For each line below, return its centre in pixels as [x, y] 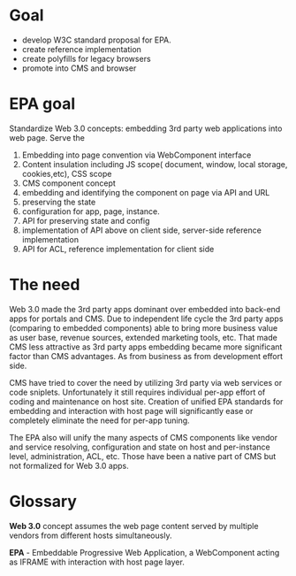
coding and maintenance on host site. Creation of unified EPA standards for [146, 401]
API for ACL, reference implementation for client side [118, 249]
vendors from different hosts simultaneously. [91, 535]
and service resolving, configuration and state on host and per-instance [140, 447]
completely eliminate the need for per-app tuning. [99, 420]
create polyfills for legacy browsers [87, 58]
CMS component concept [69, 183]
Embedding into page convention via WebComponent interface [137, 155]
